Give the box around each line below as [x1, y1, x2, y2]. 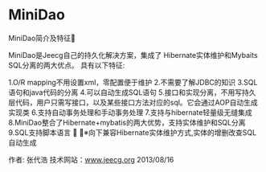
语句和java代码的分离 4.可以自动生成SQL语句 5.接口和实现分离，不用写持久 [8, 87, 256, 97]
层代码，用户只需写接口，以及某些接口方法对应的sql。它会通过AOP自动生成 [8, 97, 259, 107]
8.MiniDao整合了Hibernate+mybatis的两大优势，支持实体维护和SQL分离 [8, 117, 246, 127]
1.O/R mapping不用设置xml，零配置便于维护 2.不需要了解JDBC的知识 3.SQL [8, 77, 258, 87]
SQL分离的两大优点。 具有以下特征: [8, 60, 125, 70]
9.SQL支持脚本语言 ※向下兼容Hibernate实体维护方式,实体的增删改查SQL [8, 127, 257, 137]
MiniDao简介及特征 [8, 33, 72, 43]
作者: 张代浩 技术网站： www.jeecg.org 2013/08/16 [8, 154, 174, 164]
